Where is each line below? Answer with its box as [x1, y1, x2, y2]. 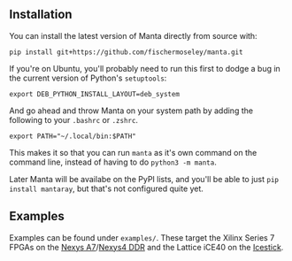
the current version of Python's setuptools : [9, 73, 167, 83]
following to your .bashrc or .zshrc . [9, 114, 139, 125]
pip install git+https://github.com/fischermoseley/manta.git [9, 48, 243, 57]
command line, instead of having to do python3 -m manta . [9, 157, 217, 167]
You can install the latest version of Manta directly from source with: [9, 30, 258, 41]
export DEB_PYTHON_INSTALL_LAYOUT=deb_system [9, 89, 180, 98]
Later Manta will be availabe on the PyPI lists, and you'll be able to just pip [9, 173, 279, 184]
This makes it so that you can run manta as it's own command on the [9, 147, 257, 157]
